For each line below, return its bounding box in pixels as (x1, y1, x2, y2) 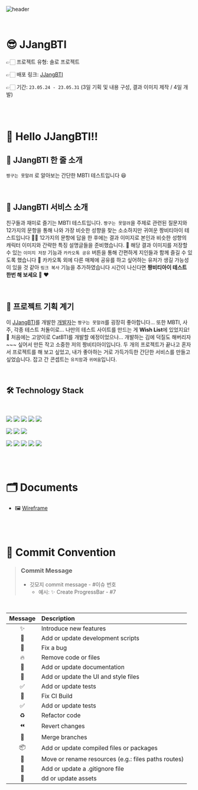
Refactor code (41, 711, 81, 719)
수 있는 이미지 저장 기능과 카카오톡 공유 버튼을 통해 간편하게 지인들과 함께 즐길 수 (6, 249, 187, 256)
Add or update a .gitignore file (41, 764, 124, 773)
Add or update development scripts (41, 634, 140, 642)
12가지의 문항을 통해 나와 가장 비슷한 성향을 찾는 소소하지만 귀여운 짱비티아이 (6, 226, 183, 234)
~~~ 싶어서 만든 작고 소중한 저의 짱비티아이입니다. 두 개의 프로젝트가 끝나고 (6, 341, 180, 348)
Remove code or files (41, 653, 100, 661)
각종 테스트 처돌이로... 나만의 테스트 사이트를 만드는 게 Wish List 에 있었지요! (14, 326, 190, 333)
